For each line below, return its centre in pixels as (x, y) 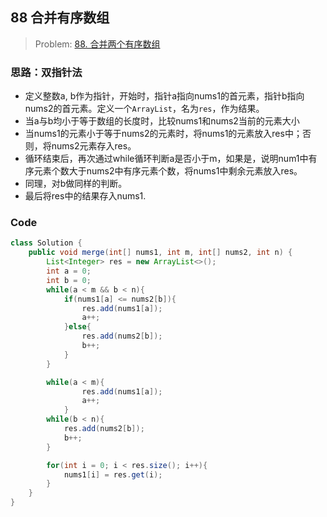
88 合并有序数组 (60, 18)
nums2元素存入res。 (94, 146)
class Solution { (46, 243)
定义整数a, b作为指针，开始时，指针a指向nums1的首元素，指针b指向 (164, 96)
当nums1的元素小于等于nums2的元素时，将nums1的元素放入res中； (163, 134)
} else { (77, 327)
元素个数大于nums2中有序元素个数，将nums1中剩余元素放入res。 (168, 171)
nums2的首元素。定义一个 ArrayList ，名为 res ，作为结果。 (144, 109)
